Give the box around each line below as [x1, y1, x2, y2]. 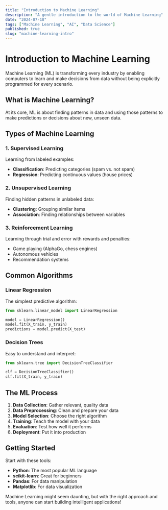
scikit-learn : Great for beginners [12, 473, 82, 479]
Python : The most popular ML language [12, 467, 97, 473]
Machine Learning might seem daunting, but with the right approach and [5, 493, 158, 499]
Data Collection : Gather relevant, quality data [12, 402, 109, 408]
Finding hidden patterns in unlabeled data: [5, 196, 94, 202]
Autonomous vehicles [12, 251, 59, 257]
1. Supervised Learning [5, 145, 64, 152]
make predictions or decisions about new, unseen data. [5, 114, 122, 120]
